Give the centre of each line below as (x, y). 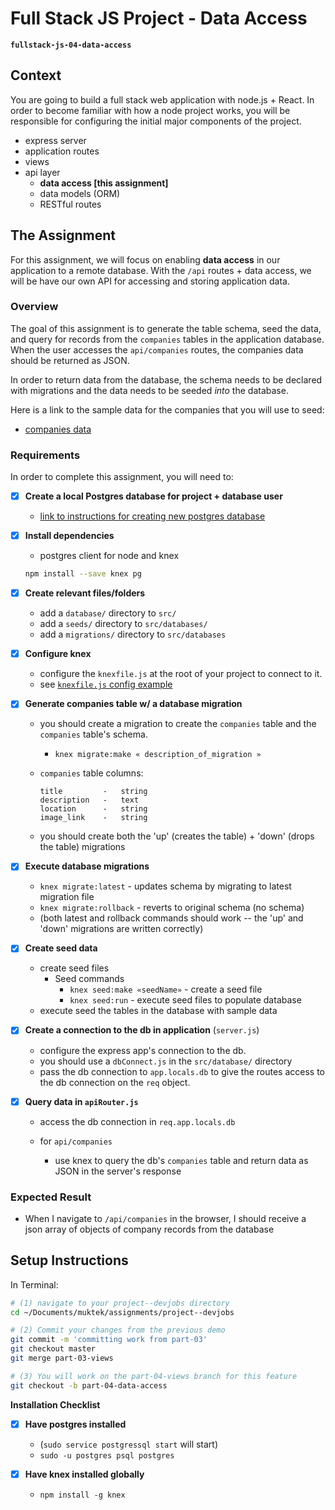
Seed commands (89, 979)
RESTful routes (70, 204)
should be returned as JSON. (70, 360)
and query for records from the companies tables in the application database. (167, 339)
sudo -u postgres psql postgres (107, 1455)
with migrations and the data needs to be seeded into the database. (149, 390)
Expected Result (51, 1197)
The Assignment (63, 235)
